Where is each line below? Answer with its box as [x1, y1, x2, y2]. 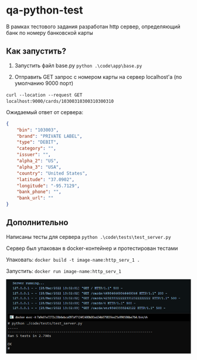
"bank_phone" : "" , [16, 189, 62, 195]
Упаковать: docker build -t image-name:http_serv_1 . [6, 256, 140, 263]
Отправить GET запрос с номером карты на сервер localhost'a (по [14, 73, 182, 80]
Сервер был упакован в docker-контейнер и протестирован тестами [6, 245, 178, 252]
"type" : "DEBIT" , [16, 139, 59, 145]
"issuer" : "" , [16, 152, 51, 158]
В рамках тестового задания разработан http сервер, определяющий [6, 23, 181, 30]
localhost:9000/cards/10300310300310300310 [6, 98, 114, 104]
